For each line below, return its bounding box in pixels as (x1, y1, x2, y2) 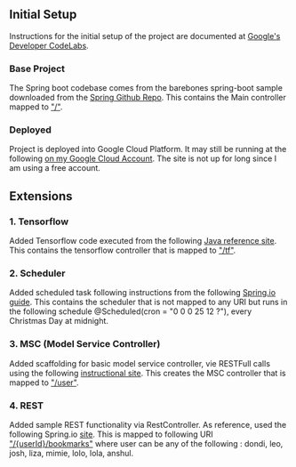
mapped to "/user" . (9, 377, 79, 388)
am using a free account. (9, 163, 100, 173)
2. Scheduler (9, 267, 66, 279)
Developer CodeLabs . (9, 40, 89, 51)
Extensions (9, 189, 73, 204)
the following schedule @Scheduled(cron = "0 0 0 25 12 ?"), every (9, 306, 252, 317)
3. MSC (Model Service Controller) (9, 338, 161, 350)
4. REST (9, 399, 44, 412)
